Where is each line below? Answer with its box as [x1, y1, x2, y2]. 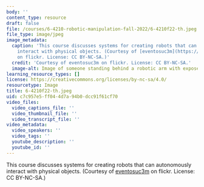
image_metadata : [6, 37, 47, 43]
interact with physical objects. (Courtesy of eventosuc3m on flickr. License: [6, 168, 195, 175]
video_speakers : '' [12, 127, 61, 134]
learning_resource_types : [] [6, 71, 80, 77]
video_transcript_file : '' [12, 116, 80, 122]
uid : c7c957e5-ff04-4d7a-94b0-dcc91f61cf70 [6, 93, 118, 100]
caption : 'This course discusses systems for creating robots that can [12, 43, 197, 49]
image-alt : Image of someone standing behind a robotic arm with [12, 65, 181, 72]
